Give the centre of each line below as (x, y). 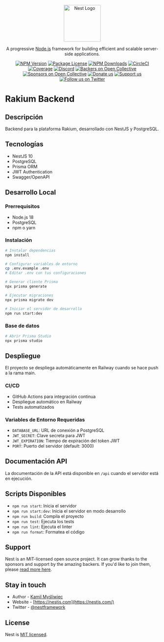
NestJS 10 (22, 156)
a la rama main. (21, 373)
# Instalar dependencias (30, 251)
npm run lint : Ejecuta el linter (42, 527)
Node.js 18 (23, 217)
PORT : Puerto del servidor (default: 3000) (53, 446)
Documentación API (36, 461)
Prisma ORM (25, 167)
